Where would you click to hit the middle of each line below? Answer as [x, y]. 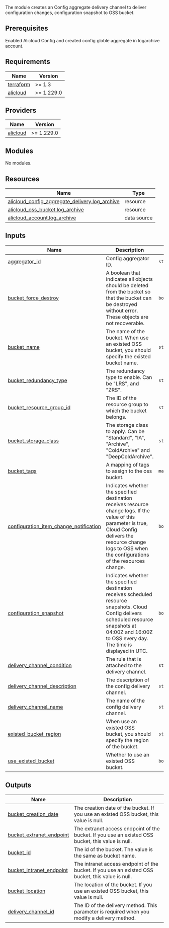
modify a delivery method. [105, 918]
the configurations [128, 555]
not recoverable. [125, 323]
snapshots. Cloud [126, 607]
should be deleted [127, 285]
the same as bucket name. [105, 856]
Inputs [16, 236]
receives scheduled [129, 594]
